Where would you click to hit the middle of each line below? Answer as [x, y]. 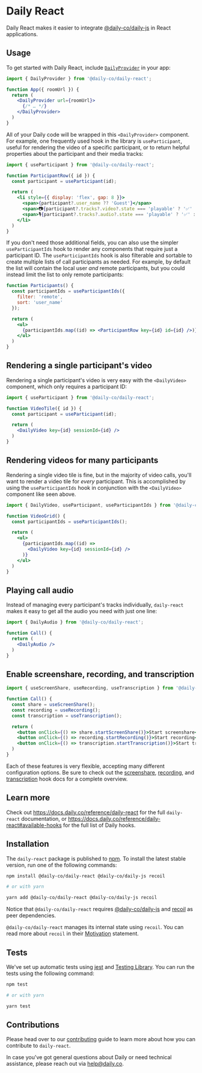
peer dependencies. [31, 915]
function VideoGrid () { [36, 516]
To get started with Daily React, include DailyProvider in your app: [88, 67]
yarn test [19, 1006]
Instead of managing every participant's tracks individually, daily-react [95, 605]
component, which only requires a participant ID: [67, 386]
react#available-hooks [34, 825]
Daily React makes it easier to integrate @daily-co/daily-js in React [89, 28]
